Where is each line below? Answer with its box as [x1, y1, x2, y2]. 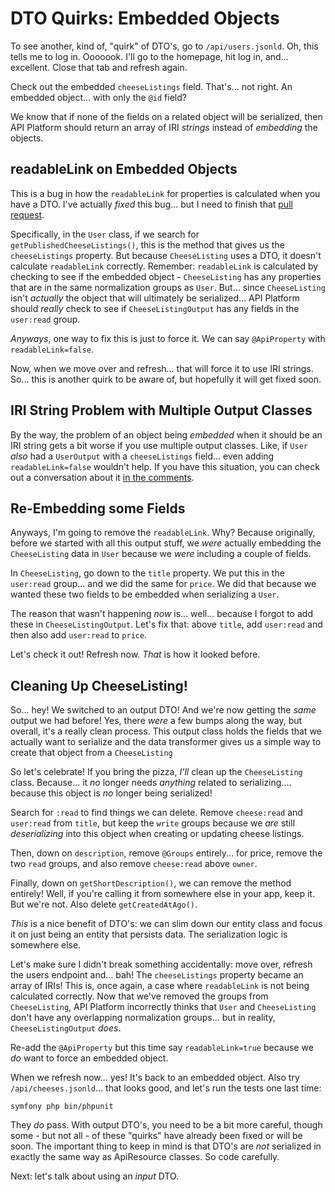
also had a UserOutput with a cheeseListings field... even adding [10, 450, 275, 462]
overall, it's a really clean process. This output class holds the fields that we [10, 725, 322, 737]
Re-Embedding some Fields [10, 500, 186, 517]
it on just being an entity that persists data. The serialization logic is [10, 928, 288, 941]
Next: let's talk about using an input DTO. [10, 1170, 180, 1182]
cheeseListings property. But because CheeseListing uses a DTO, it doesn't [10, 249, 322, 261]
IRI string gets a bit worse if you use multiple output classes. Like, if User [10, 439, 308, 451]
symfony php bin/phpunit [10, 1102, 114, 1112]
